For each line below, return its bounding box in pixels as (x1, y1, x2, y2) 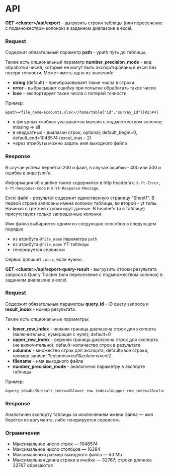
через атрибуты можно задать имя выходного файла (12, 140, 127, 147)
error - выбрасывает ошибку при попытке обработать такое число (12, 85, 156, 91)
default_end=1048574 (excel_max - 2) (12, 135, 92, 141)
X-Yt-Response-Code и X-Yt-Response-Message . (5, 185, 100, 191)
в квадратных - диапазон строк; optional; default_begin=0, (12, 129, 137, 135)
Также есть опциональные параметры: (5, 316, 90, 322)
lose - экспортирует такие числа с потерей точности (12, 90, 127, 97)
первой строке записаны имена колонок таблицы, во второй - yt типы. (5, 200, 158, 206)
